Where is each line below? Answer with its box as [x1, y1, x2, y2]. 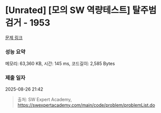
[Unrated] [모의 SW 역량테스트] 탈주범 [5, 4, 156, 16]
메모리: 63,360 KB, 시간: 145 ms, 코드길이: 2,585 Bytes [5, 60, 115, 66]
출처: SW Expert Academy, [17, 96, 72, 102]
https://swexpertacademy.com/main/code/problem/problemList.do [17, 102, 155, 108]
